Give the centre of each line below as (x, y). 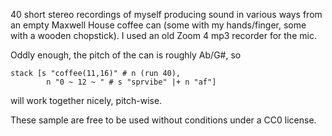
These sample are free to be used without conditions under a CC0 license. (163, 120)
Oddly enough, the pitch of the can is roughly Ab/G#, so (126, 55)
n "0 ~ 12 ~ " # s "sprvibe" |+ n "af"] (131, 82)
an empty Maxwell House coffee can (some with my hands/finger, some (158, 25)
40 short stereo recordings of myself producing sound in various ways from (166, 14)
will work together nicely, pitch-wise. (86, 100)
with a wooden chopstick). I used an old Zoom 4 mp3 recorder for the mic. (163, 35)
